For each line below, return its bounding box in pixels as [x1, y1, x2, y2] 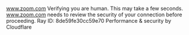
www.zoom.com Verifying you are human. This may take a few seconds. [6, 5, 183, 12]
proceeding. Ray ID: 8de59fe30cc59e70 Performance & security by [6, 17, 171, 24]
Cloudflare [6, 23, 32, 30]
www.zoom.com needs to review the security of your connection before [6, 11, 182, 18]
